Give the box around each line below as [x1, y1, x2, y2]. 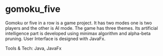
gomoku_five [5, 3, 61, 15]
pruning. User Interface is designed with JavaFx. [5, 36, 106, 42]
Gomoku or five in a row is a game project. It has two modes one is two [5, 20, 152, 26]
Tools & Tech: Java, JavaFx [5, 45, 62, 51]
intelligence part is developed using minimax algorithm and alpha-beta [5, 30, 151, 36]
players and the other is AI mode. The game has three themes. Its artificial [5, 25, 158, 31]
